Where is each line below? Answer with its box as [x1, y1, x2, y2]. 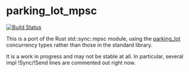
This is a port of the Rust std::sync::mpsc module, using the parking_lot [6, 35, 181, 42]
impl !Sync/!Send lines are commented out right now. [6, 59, 136, 66]
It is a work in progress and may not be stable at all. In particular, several [6, 53, 184, 60]
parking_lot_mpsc [6, 4, 97, 18]
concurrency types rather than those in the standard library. [6, 41, 153, 48]
